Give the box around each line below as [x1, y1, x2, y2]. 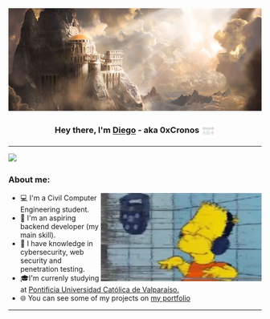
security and [19, 256, 62, 265]
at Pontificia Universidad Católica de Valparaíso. [19, 285, 179, 294]
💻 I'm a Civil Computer [19, 192, 97, 203]
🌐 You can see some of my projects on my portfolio [19, 293, 191, 303]
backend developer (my [19, 221, 99, 231]
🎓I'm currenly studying [19, 273, 100, 283]
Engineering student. [19, 204, 90, 214]
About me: [8, 174, 51, 185]
